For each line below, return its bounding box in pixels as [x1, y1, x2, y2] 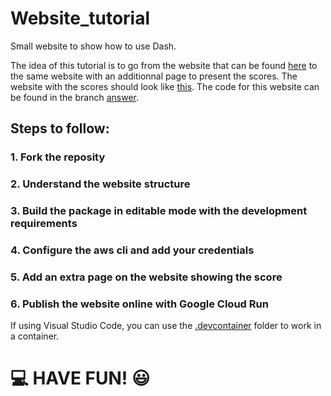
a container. [10, 330, 60, 342]
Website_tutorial [10, 7, 151, 30]
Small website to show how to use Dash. [10, 40, 177, 52]
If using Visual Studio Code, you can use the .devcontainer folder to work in [10, 320, 322, 332]
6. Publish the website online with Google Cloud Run [10, 297, 269, 311]
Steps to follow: [10, 120, 110, 137]
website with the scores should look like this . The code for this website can [10, 80, 320, 92]
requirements [10, 217, 78, 231]
